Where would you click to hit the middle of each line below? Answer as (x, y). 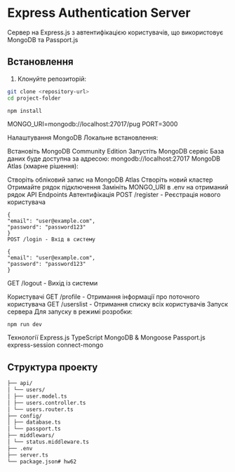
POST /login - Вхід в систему (52, 240)
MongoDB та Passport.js (43, 39)
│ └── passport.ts (34, 429)
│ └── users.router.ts (40, 409)
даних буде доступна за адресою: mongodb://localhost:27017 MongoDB (114, 159)
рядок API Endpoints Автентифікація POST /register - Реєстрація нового (114, 195)
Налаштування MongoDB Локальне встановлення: (83, 137)
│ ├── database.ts (34, 422)
